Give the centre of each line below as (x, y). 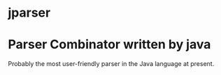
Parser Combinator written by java (109, 45)
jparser (29, 13)
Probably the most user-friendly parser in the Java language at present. (111, 64)
